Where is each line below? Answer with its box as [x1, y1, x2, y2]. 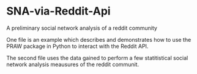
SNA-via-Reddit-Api [6, 4, 111, 18]
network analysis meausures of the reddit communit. [6, 61, 139, 68]
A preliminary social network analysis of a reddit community [6, 24, 158, 32]
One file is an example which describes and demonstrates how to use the [6, 36, 191, 43]
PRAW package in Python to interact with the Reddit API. [6, 42, 149, 50]
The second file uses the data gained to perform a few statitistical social [6, 54, 188, 61]
